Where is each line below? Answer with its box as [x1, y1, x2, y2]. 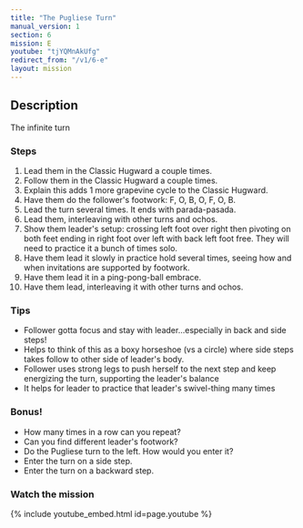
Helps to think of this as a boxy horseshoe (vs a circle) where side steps [23, 344, 294, 355]
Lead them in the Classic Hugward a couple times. [23, 165, 213, 176]
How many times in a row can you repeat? [23, 426, 181, 437]
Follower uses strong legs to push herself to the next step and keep [23, 363, 277, 374]
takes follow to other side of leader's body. [23, 354, 185, 365]
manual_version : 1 [10, 22, 80, 31]
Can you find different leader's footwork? [23, 436, 178, 447]
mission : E [10, 38, 52, 48]
